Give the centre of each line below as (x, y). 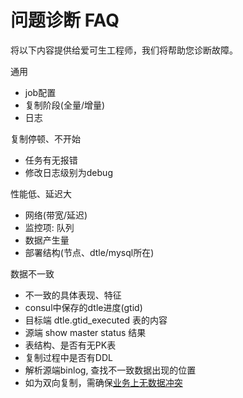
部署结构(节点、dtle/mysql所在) (89, 252)
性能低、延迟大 (41, 193)
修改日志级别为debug (68, 172)
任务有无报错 (51, 160)
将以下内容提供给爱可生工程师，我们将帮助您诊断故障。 (124, 50)
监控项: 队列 (49, 227)
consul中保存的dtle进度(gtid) (83, 307)
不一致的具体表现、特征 (73, 295)
